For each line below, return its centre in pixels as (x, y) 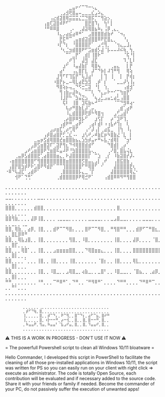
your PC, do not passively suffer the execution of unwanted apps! (72, 389)
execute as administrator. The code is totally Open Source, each (71, 373)
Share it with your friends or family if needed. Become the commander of (80, 384)
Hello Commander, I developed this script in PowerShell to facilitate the (78, 357)
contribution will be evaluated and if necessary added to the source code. (81, 378)
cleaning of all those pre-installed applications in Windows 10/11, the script (81, 363)
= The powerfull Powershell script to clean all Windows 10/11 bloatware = (80, 348)
